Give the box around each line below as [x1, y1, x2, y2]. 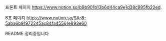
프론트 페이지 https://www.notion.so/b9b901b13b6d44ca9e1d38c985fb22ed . [5, 4, 162, 10]
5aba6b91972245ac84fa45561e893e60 [5, 20, 87, 26]
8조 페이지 [5, 15, 26, 21]
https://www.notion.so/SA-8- [26, 15, 86, 21]
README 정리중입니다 [5, 31, 49, 36]
